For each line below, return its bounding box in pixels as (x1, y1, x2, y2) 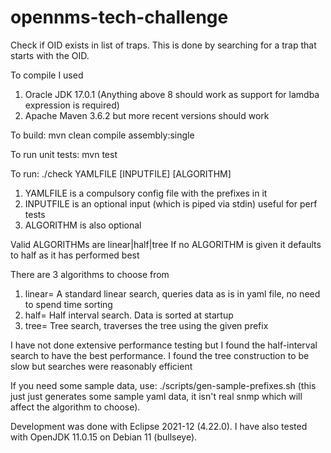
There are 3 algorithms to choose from (10, 268, 170, 280)
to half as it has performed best (10, 249, 140, 261)
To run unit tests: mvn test (10, 148, 118, 160)
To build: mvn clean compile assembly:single (10, 129, 195, 141)
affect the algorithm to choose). (10, 401, 141, 413)
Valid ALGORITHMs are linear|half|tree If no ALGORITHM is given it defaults (10, 238, 322, 250)
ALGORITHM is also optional (24, 219, 142, 231)
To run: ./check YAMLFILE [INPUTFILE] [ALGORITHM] (10, 167, 232, 180)
